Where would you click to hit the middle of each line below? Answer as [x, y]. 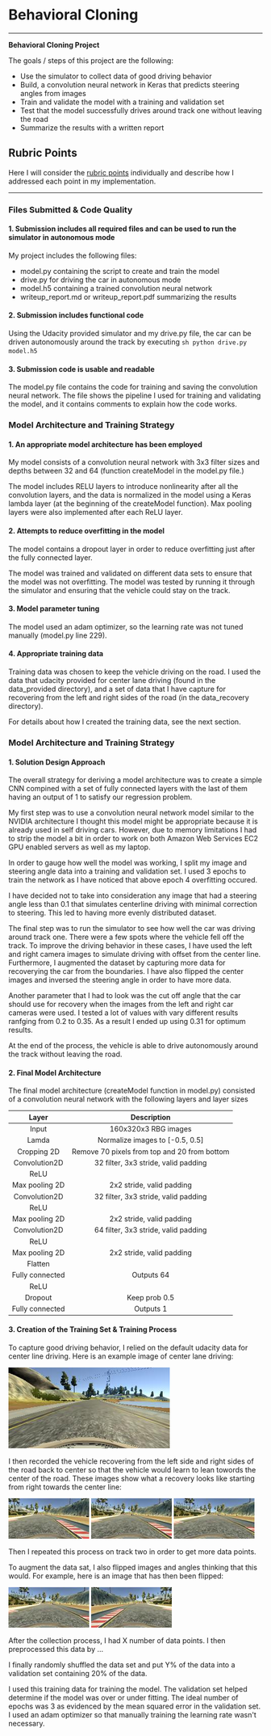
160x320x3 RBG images [150, 1129]
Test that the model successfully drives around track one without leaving [141, 110]
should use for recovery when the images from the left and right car [121, 1005]
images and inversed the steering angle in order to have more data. [120, 980]
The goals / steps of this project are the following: [91, 60]
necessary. [27, 1723]
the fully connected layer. [50, 557]
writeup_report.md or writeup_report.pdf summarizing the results [128, 297]
